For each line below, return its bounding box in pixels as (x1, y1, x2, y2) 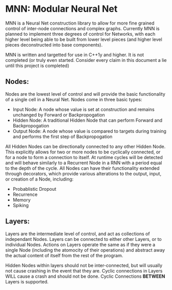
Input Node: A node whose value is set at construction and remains (12, 106, 155, 113)
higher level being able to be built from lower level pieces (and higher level (5, 36, 162, 42)
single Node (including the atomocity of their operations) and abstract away (5, 247, 165, 253)
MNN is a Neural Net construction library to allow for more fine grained (5, 20, 155, 26)
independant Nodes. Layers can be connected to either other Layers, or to (5, 236, 162, 242)
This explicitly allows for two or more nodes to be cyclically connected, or (5, 149, 161, 155)
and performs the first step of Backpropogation (12, 133, 113, 140)
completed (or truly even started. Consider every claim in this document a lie (5, 57, 167, 63)
